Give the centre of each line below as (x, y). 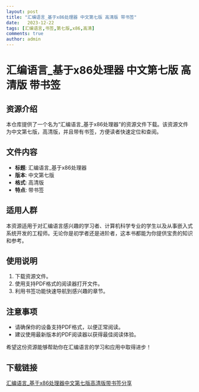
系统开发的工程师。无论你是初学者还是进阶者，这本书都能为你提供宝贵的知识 (99, 233)
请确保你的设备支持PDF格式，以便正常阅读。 (69, 327)
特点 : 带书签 (29, 190)
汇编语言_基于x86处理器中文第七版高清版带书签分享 (69, 383)
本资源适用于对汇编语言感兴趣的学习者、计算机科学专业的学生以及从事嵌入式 (99, 225)
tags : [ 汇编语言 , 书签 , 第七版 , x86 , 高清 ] (50, 28)
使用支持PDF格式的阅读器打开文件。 (59, 284)
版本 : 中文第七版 (34, 175)
